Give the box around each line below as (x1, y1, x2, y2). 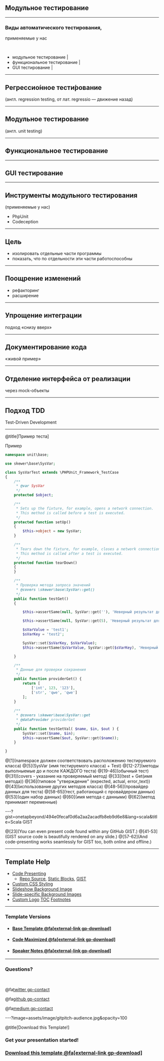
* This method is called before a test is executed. (16, 510, 125, 515)
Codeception (12, 219, 39, 225)
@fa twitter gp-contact (5, 986, 50, 992)
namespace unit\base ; (5, 452, 49, 457)
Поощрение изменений (5, 275, 81, 283)
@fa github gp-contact (5, 996, 50, 1002)
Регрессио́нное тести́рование (5, 83, 102, 92)
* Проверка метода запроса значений (16, 583, 91, 588)
